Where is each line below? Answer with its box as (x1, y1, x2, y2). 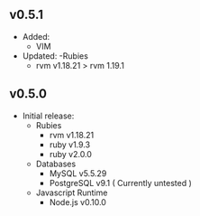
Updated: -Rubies (22, 50, 88, 61)
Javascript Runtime (35, 187, 108, 198)
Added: (22, 31, 50, 42)
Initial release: (22, 110, 75, 121)
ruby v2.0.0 (49, 148, 93, 159)
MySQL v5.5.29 (49, 167, 107, 179)
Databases (35, 158, 77, 169)
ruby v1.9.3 (49, 139, 91, 150)
